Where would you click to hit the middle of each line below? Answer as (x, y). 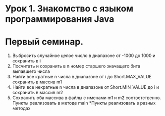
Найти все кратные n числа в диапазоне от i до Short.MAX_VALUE (82, 77)
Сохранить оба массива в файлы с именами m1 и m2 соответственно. (86, 98)
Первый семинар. (44, 42)
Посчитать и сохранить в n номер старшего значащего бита (76, 66)
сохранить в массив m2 (38, 93)
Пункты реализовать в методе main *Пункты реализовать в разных (84, 103)
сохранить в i (27, 61)
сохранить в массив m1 (37, 82)
